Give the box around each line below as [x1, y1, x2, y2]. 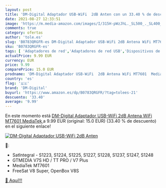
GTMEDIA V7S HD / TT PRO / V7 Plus [12, 157, 88, 163]
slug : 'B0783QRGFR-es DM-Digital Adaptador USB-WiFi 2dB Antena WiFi [5, 40, 152, 45]
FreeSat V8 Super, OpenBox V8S [12, 168, 79, 174]
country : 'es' [5, 76, 35, 81]
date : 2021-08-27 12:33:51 [5, 16, 61, 21]
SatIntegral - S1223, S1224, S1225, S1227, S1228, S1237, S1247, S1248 [12, 152, 154, 158]
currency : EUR [5, 58, 35, 63]
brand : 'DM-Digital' [5, 85, 48, 91]
